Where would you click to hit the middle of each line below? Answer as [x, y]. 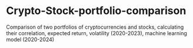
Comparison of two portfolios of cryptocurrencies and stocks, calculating [95, 27]
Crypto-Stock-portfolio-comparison [96, 11]
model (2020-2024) [30, 39]
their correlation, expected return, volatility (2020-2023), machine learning [96, 33]
